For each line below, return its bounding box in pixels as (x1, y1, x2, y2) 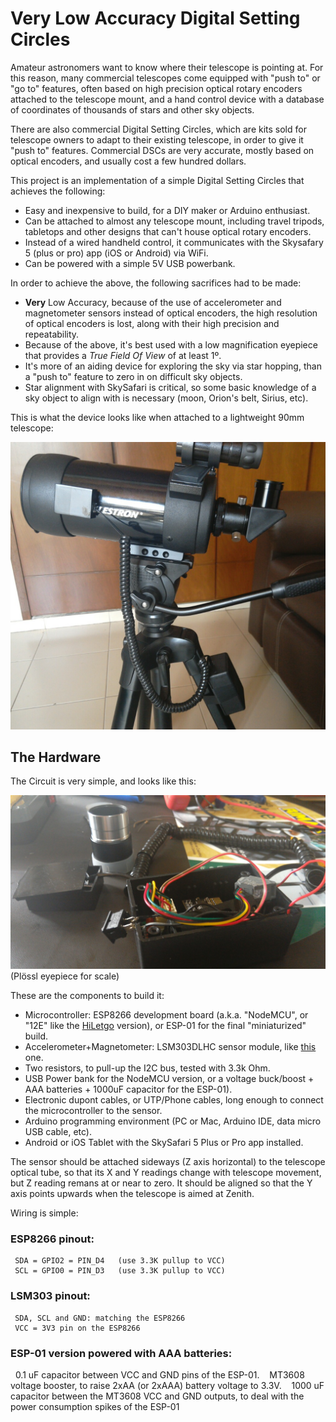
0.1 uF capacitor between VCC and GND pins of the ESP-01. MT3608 (14, 1368, 305, 1381)
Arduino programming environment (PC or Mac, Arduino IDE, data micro (24, 1115, 322, 1127)
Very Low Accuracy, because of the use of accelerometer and (24, 296, 282, 308)
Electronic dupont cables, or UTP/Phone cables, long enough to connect (24, 1094, 324, 1106)
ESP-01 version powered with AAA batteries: (10, 1346, 233, 1360)
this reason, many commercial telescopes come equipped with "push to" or (10, 72, 321, 84)
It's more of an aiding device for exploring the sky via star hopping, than (24, 360, 322, 372)
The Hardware (10, 749, 102, 766)
